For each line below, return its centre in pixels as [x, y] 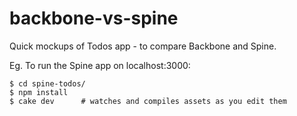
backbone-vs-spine [94, 18]
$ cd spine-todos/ [47, 83]
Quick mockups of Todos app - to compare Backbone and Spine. [143, 46]
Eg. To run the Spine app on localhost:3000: [100, 65]
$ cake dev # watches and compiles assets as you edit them [148, 101]
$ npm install [39, 92]
